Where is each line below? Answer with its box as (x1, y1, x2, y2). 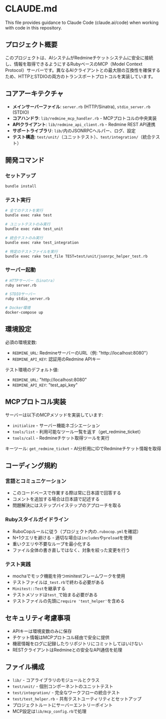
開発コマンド (5, 156, 45, 165)
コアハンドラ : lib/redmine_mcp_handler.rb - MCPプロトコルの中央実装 (12, 115, 157, 121)
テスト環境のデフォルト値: (5, 366, 59, 372)
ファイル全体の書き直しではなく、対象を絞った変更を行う (12, 547, 130, 553)
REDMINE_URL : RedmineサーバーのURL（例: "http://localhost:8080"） (12, 350, 151, 356)
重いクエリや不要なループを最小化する (12, 540, 91, 546)
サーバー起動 (5, 266, 36, 273)
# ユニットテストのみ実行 (5, 222, 51, 227)
